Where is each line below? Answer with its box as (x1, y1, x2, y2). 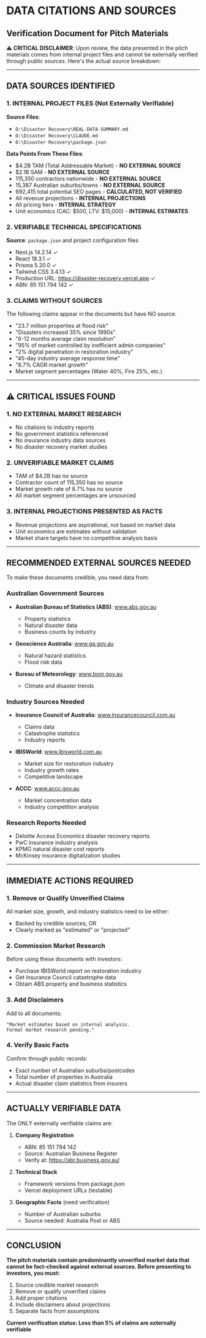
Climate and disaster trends (24, 682, 94, 690)
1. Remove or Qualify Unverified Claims (6, 894, 124, 902)
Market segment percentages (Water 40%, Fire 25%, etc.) (15, 368, 162, 375)
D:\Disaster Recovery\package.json (15, 139, 107, 145)
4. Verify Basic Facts (6, 1041, 69, 1049)
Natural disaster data (24, 621, 78, 629)
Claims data (24, 723, 55, 730)
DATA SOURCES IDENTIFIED (6, 81, 115, 91)
